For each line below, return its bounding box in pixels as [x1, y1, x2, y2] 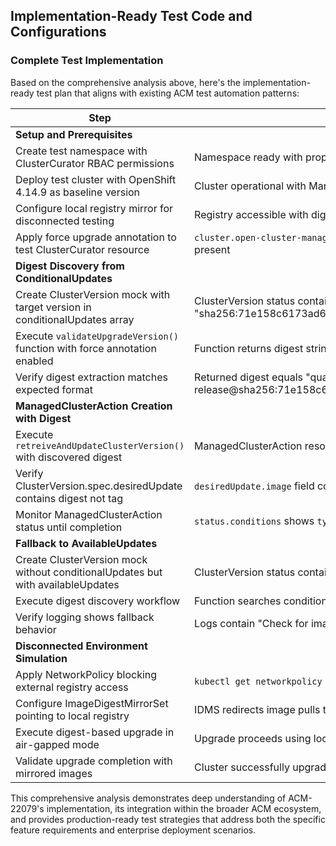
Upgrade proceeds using [194, 731, 312, 745]
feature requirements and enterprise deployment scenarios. [10, 824, 257, 836]
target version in [15, 300, 92, 314]
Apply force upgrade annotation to [15, 230, 177, 244]
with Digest [15, 411, 72, 425]
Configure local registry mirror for [15, 201, 174, 215]
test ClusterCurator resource [15, 242, 150, 256]
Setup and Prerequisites [15, 127, 133, 141]
